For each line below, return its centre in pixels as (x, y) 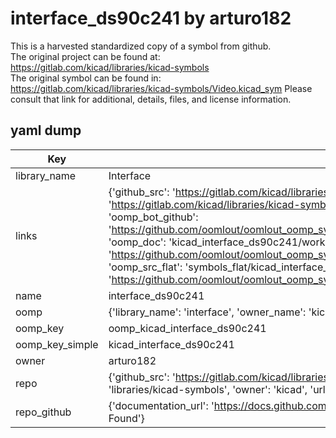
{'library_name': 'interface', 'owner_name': (207, 312)
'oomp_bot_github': (153, 217)
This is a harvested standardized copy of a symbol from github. (141, 46)
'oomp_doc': (137, 242)
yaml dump (46, 130)
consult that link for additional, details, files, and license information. (151, 99)
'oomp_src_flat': (145, 267)
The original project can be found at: (85, 56)
